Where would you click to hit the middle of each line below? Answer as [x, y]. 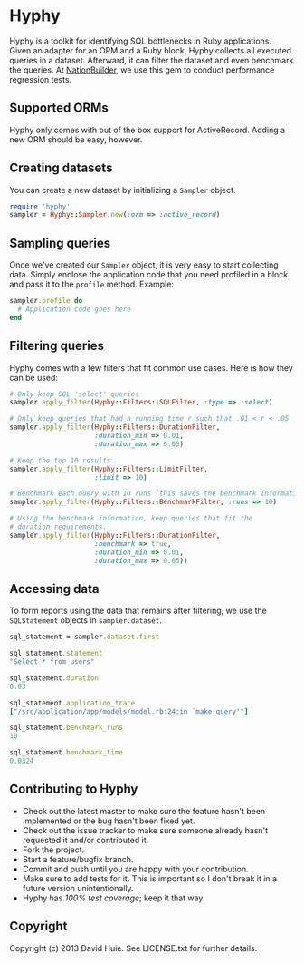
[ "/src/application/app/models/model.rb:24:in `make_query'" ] [129, 711]
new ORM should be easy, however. [76, 139]
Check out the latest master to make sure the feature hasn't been [144, 811]
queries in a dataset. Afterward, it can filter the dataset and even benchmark [152, 60]
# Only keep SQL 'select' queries [75, 394]
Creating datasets [61, 168]
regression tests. [41, 79]
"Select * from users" [52, 662]
